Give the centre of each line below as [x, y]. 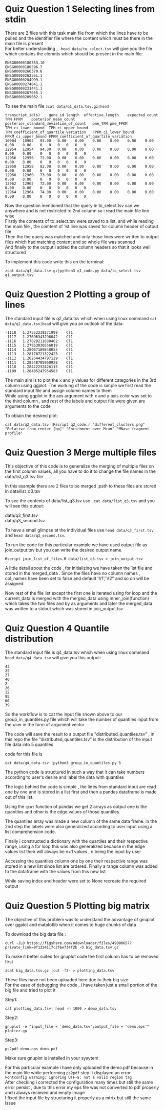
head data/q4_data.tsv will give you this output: [53, 657]
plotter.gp [16, 1031]
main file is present [24, 43]
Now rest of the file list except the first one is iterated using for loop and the [81, 593]
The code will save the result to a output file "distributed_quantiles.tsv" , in [80, 734]
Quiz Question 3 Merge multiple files [81, 452]
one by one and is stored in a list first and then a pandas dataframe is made [81, 792]
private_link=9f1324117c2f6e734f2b [41, 947]
